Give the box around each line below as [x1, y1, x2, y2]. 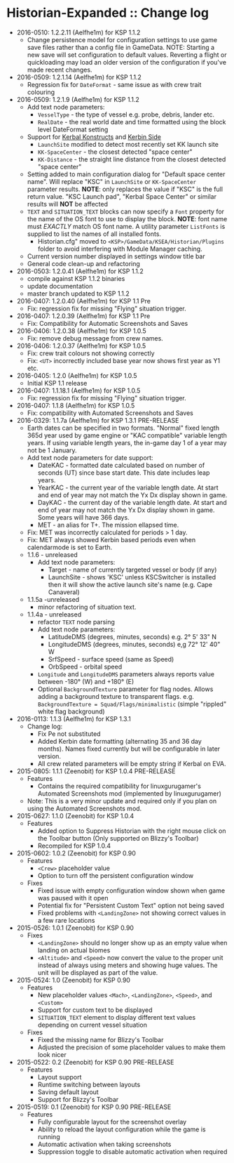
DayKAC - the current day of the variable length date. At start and [37, 498, 227, 506]
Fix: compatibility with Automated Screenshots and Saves [27, 409, 193, 417]
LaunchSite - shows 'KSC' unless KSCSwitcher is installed [48, 572, 216, 581]
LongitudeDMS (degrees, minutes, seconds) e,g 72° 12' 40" [48, 640, 221, 648]
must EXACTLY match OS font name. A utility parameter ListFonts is [27, 222, 226, 230]
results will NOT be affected [27, 199, 108, 208]
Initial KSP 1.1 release [27, 379, 88, 387]
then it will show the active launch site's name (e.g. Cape [48, 580, 213, 589]
